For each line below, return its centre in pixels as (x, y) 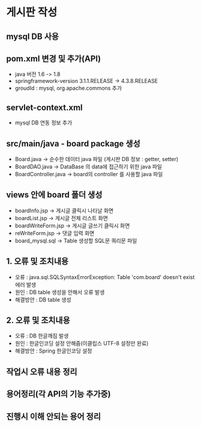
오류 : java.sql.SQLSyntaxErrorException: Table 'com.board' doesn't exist (105, 277)
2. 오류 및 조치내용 (38, 320)
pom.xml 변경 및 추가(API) (53, 59)
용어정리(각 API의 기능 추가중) (58, 394)
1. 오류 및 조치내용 (37, 261)
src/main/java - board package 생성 (73, 143)
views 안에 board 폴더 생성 (54, 195)
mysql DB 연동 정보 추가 (43, 123)
